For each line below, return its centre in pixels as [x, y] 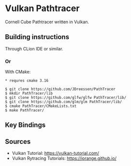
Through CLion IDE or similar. [34, 48]
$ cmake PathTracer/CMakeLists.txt [41, 106]
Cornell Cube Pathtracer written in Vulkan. [47, 22]
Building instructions [37, 37]
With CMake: [18, 72]
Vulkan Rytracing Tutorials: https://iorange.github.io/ [64, 158]
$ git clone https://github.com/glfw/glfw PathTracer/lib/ [66, 98]
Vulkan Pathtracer [42, 8]
